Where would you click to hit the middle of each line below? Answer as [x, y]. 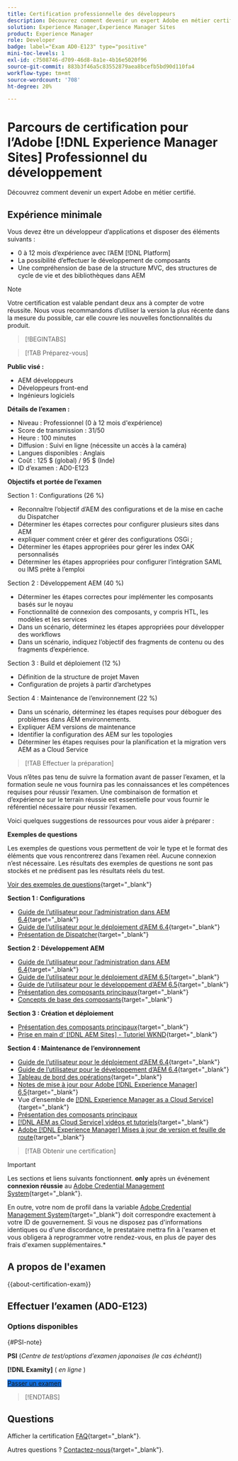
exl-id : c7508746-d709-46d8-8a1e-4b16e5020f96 [77, 60]
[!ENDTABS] [42, 1397]
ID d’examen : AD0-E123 [53, 468]
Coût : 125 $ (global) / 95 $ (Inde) [66, 460]
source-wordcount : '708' [44, 80]
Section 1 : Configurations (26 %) [56, 495]
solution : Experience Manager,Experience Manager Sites [91, 27]
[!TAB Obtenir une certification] [70, 1151]
